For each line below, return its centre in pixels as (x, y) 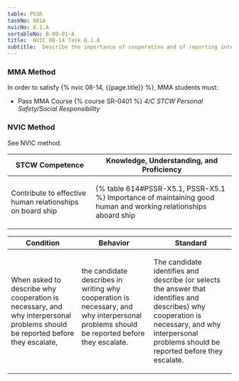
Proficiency (162, 169)
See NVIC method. (34, 142)
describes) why (180, 306)
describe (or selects (187, 280)
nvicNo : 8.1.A (28, 27)
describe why (34, 288)
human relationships (45, 202)
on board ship (34, 211)
